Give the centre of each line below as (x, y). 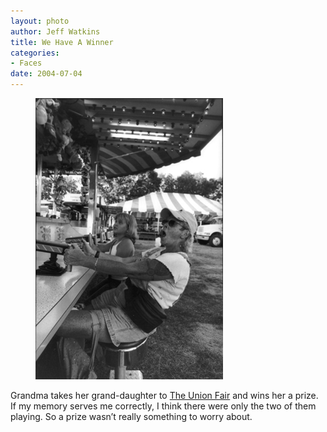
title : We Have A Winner (62, 42)
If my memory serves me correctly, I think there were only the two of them (163, 406)
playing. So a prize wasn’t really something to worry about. (131, 416)
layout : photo (40, 21)
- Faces (26, 63)
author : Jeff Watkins (55, 31)
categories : (35, 53)
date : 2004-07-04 (46, 74)
